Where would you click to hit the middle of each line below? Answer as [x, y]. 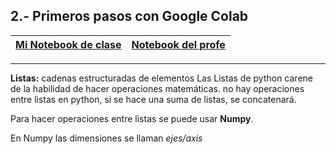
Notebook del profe [178, 44]
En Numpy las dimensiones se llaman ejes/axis [106, 138]
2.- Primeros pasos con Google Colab [129, 16]
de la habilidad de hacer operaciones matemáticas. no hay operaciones [157, 88]
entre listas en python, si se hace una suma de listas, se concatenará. [153, 99]
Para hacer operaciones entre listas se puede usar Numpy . [132, 118]
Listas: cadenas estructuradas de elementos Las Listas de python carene [161, 78]
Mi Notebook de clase [68, 44]
